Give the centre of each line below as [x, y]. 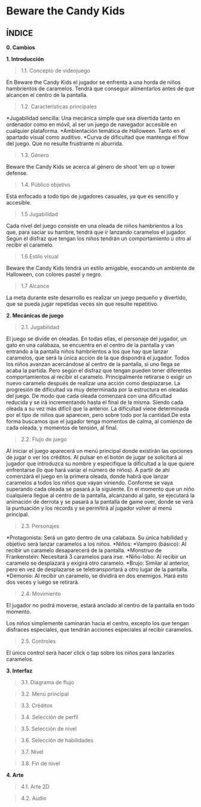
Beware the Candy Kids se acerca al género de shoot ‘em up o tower [91, 167]
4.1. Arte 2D [35, 787]
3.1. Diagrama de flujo [48, 682]
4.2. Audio [33, 798]
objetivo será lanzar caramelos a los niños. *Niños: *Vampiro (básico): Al [96, 544]
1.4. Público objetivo [45, 185]
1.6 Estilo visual [39, 256]
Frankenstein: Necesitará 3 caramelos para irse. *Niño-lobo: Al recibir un [96, 557]
